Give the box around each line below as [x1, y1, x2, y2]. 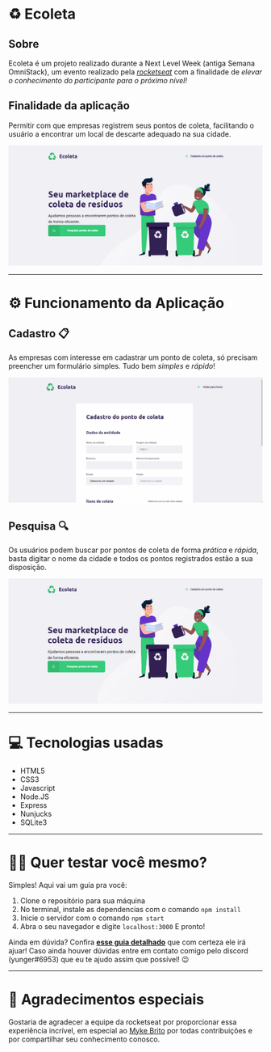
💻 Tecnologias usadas [8, 733, 164, 752]
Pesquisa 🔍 [8, 519, 69, 534]
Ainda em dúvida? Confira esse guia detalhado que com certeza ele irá [8, 937, 246, 947]
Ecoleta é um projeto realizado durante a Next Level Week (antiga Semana [8, 58, 256, 68]
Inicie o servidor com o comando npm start [19, 913, 165, 923]
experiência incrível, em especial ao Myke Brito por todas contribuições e [8, 1025, 252, 1035]
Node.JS [19, 792, 50, 801]
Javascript [19, 783, 56, 792]
